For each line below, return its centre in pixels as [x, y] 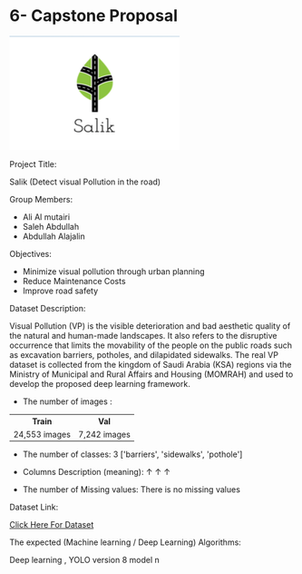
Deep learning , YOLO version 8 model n [85, 560]
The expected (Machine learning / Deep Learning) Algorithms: [126, 542]
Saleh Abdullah [51, 226]
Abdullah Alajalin [54, 236]
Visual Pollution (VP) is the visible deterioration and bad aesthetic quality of [150, 326]
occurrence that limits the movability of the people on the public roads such [151, 345]
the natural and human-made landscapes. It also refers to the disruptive [143, 335]
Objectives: [30, 253]
